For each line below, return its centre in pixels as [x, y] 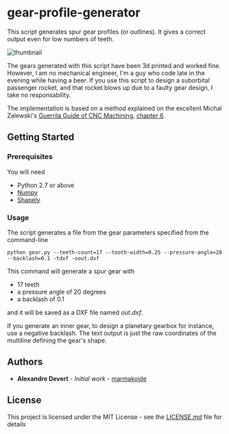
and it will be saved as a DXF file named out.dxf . [75, 312]
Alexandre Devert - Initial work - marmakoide [82, 378]
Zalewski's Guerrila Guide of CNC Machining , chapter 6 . [86, 116]
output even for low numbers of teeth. [61, 39]
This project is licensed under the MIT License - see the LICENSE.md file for [114, 417]
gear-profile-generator [74, 13]
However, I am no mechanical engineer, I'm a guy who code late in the [106, 73]
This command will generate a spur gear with [71, 271]
